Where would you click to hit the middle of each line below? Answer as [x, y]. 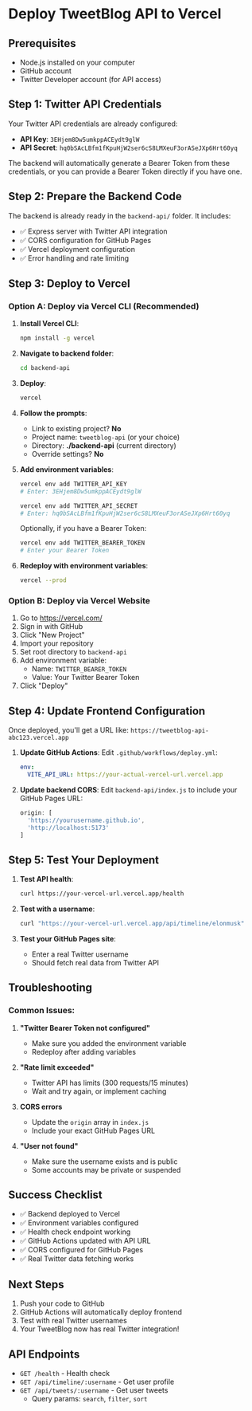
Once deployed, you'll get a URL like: [69, 730]
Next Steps [36, 1284]
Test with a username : [57, 909]
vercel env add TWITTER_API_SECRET [79, 506]
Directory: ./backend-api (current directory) [104, 445]
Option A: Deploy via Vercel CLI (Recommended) [104, 306]
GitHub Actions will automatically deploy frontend [101, 1312]
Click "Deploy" [44, 686]
